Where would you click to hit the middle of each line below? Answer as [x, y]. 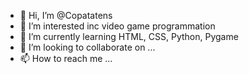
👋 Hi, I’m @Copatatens [66, 15]
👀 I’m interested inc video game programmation [117, 26]
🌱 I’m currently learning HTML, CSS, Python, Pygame [129, 36]
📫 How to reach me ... [66, 58]
